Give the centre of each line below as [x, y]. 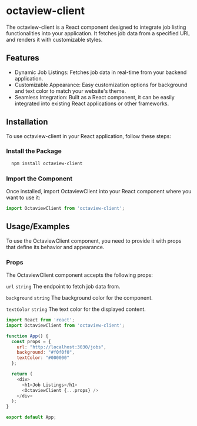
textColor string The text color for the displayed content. [76, 309]
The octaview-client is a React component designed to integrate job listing [96, 27]
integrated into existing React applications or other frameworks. [92, 103]
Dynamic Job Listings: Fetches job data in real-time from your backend [101, 72]
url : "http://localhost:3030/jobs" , [62, 347]
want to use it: [23, 197]
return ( [22, 374]
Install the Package [34, 151]
